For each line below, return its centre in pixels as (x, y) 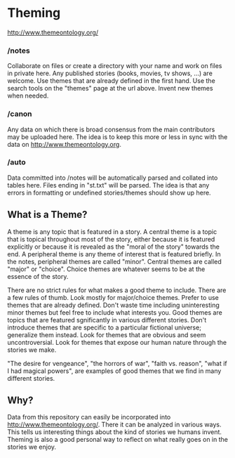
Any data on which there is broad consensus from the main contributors (111, 129)
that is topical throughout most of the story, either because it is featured (111, 239)
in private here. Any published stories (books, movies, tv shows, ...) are (110, 73)
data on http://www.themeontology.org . (64, 144)
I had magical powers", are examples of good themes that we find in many (114, 371)
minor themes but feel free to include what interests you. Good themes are (115, 312)
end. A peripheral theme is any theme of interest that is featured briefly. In (114, 254)
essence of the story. (38, 276)
